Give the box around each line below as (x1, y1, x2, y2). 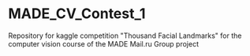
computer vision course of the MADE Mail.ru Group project (8, 39, 200, 48)
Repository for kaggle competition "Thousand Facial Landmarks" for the (8, 31, 242, 40)
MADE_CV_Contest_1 (8, 5, 146, 23)
